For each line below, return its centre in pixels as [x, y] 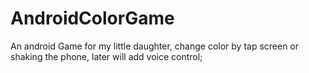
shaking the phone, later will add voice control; [106, 56]
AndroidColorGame [92, 18]
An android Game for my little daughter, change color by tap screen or [155, 46]
